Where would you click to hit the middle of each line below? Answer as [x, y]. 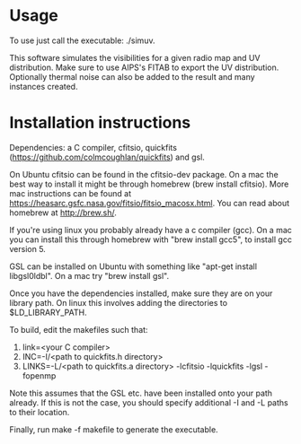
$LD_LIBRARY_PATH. [48, 312]
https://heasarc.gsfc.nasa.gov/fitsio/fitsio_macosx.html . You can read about [150, 203]
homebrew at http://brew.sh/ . [63, 213]
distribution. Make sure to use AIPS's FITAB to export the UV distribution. [144, 67]
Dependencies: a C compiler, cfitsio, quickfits [93, 147]
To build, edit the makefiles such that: [79, 329]
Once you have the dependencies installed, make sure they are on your [141, 293]
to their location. [40, 412]
